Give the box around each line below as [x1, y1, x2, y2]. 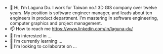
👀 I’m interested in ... [9, 33, 52, 39]
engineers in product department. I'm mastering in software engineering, [9, 15, 158, 21]
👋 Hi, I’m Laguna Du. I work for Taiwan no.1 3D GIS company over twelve [9, 5, 157, 10]
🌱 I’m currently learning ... [9, 38, 63, 44]
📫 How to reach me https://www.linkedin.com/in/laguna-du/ [9, 26, 133, 31]
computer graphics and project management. [9, 20, 102, 26]
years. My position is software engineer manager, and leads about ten [9, 10, 152, 16]
